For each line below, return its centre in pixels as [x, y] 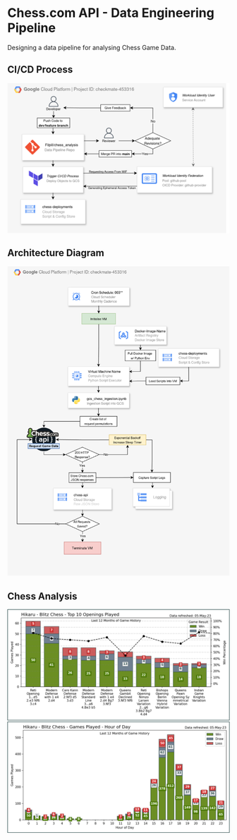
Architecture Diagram [56, 253]
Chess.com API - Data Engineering [111, 13]
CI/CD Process [40, 69]
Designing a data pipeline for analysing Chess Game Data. [92, 47]
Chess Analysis [42, 596]
